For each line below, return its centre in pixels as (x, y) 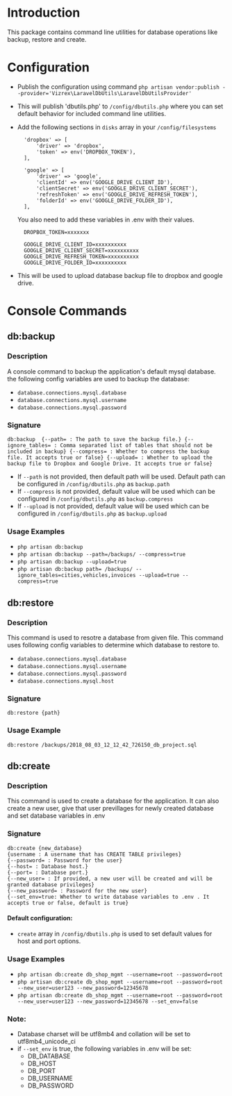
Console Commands (67, 311)
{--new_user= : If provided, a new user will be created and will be (110, 879)
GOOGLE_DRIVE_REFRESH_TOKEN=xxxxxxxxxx (81, 256)
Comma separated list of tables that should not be (136, 446)
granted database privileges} (51, 885)
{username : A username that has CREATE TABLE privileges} (94, 854)
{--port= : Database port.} (48, 872)
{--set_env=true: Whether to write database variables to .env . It (108, 897)
